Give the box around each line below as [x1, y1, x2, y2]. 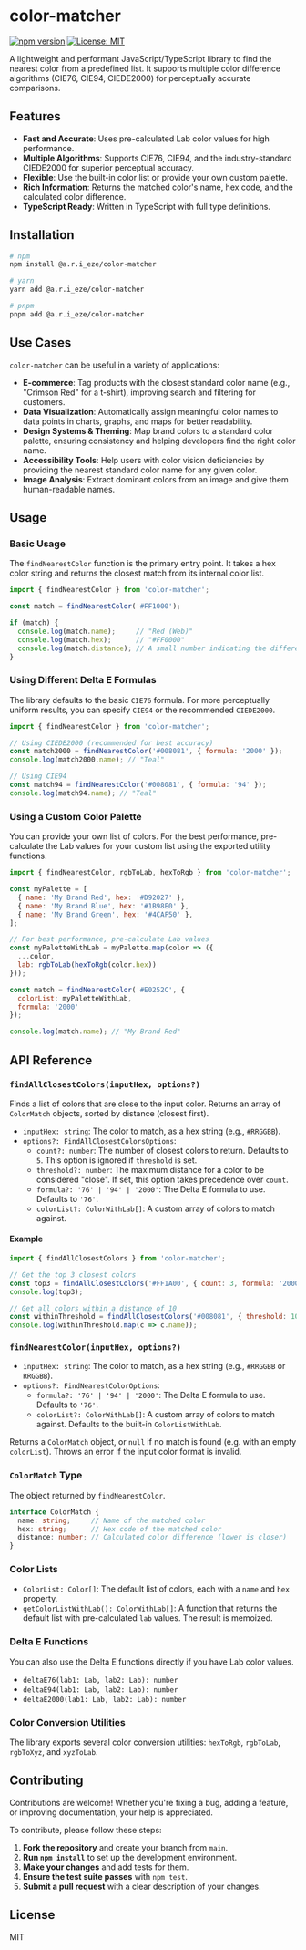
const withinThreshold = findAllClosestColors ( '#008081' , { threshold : [9, 1312, 287, 1322]
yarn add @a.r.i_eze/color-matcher [9, 285, 145, 295]
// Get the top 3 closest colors [9, 1270, 137, 1280]
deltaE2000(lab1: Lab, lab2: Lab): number [22, 1695, 187, 1704]
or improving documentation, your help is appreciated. [9, 1807, 214, 1818]
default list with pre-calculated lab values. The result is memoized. [22, 1613, 273, 1623]
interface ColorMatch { [9, 1507, 100, 1517]
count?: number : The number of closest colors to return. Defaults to [36, 1145, 289, 1156]
